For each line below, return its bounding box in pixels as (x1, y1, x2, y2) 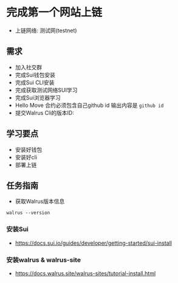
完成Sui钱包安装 (15, 71, 56, 78)
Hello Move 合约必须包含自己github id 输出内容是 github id (15, 101, 164, 109)
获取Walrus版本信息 (15, 198, 65, 205)
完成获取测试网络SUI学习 (15, 86, 78, 94)
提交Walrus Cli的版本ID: (15, 109, 74, 116)
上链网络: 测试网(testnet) (15, 27, 77, 34)
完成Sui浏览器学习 (15, 94, 61, 101)
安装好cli (15, 153, 38, 161)
